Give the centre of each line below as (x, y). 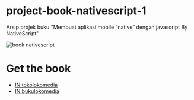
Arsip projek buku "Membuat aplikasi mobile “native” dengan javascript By (97, 27)
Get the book (39, 69)
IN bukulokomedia (37, 91)
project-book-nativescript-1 (76, 11)
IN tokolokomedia (36, 85)
